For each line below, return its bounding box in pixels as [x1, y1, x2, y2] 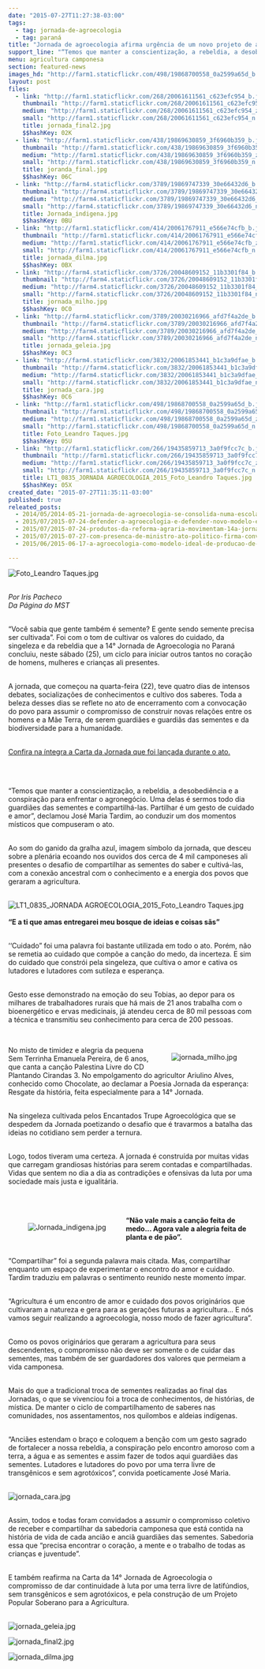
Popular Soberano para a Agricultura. [8, 1597, 129, 1607]
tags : [8, 19, 26, 27]
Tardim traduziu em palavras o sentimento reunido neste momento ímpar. [8, 1272, 247, 1282]
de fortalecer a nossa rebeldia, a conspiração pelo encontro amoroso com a [8, 1443, 255, 1452]
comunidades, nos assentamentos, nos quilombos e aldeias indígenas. [8, 1410, 238, 1420]
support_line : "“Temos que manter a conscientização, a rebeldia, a [8, 48, 238, 56]
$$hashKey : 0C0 [22, 305, 73, 312]
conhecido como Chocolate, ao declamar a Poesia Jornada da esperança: [8, 1079, 249, 1088]
